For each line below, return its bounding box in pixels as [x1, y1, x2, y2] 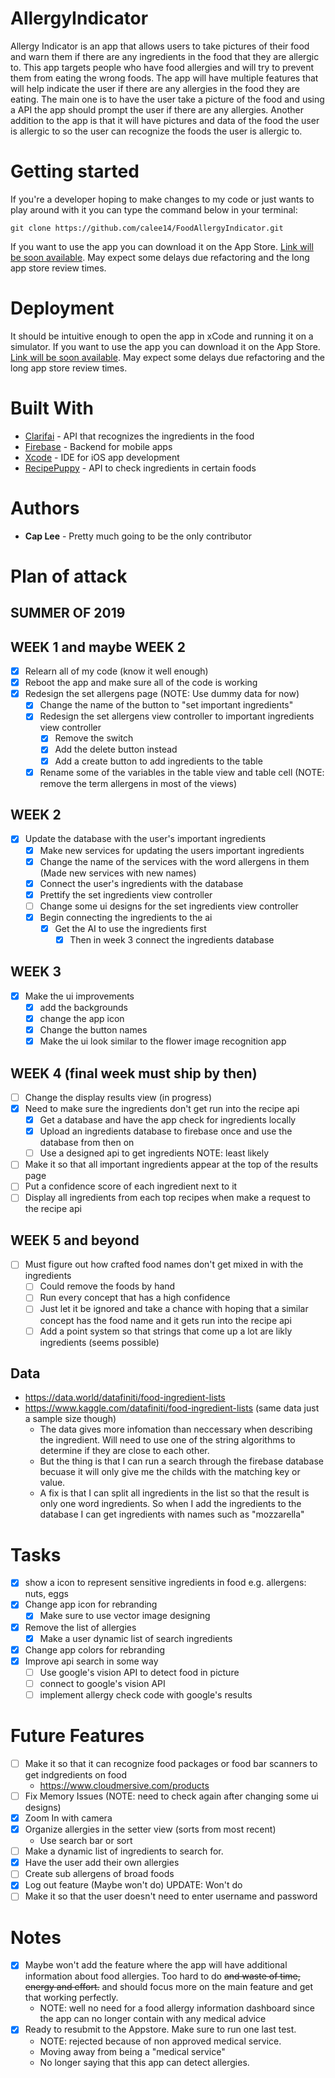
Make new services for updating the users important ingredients [39, 844, 305, 856]
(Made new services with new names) [39, 867, 197, 879]
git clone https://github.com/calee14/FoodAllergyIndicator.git [10, 223, 284, 233]
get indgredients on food [24, 1768, 127, 1781]
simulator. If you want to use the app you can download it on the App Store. [10, 340, 321, 352]
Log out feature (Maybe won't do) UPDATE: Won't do [24, 1879, 243, 1891]
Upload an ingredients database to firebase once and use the [39, 1125, 293, 1137]
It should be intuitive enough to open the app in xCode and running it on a [10, 330, 314, 342]
